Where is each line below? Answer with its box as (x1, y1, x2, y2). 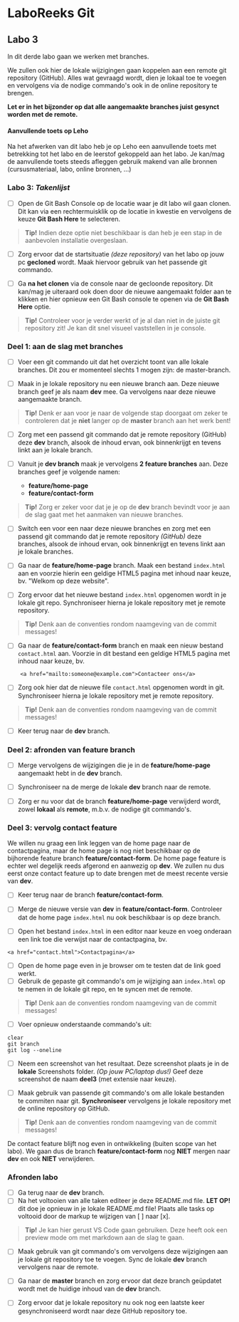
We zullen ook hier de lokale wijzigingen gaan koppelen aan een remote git (7, 66, 227, 74)
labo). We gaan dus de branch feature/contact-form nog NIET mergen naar (7, 1147, 230, 1155)
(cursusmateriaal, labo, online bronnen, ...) (7, 165, 132, 174)
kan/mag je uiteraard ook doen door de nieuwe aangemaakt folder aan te (17, 287, 232, 296)
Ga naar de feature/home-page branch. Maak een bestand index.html (17, 561, 225, 570)
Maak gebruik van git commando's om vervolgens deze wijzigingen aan (17, 1247, 228, 1256)
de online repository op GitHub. (17, 1104, 110, 1113)
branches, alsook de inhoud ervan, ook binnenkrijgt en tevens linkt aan (17, 540, 225, 548)
